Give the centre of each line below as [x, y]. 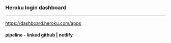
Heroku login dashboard [36, 8]
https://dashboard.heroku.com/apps [43, 23]
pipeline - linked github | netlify [39, 35]
